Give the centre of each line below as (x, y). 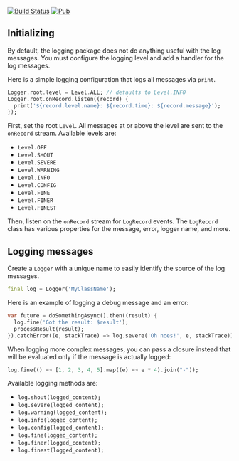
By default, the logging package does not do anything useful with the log (114, 51)
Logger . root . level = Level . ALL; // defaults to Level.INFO (97, 92)
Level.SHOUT (35, 155)
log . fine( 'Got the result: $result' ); (71, 322)
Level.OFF (32, 148)
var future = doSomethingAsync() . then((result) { (83, 316)
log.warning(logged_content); (63, 413)
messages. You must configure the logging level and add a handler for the (116, 58)
